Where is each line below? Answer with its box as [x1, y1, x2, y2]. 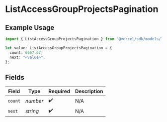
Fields [5, 73, 25, 82]
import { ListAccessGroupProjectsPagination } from [5, 36, 114, 41]
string [25, 108, 39, 115]
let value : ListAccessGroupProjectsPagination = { [5, 45, 112, 50]
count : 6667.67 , [9, 50, 43, 55]
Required [48, 88, 71, 95]
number [25, 97, 44, 104]
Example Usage [5, 23, 55, 32]
